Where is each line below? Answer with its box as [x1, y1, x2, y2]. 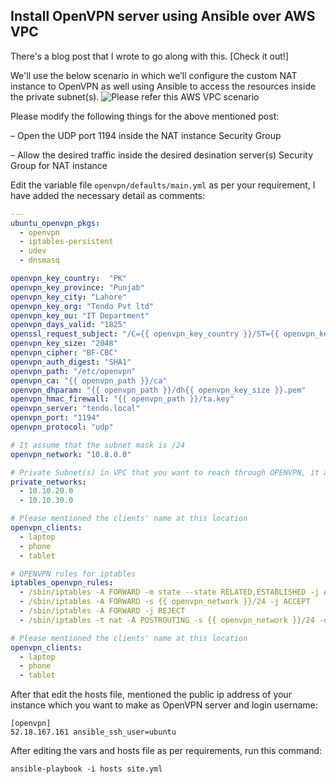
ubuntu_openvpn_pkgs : [10, 218, 101, 228]
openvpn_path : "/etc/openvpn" [10, 366, 137, 376]
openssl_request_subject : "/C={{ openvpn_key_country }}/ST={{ [10, 329, 280, 339]
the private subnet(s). [10, 90, 100, 103]
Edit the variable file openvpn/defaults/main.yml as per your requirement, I [10, 179, 316, 191]
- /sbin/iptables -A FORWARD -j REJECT [19, 606, 186, 616]
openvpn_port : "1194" [10, 413, 101, 423]
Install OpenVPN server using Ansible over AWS [10, 8, 316, 25]
